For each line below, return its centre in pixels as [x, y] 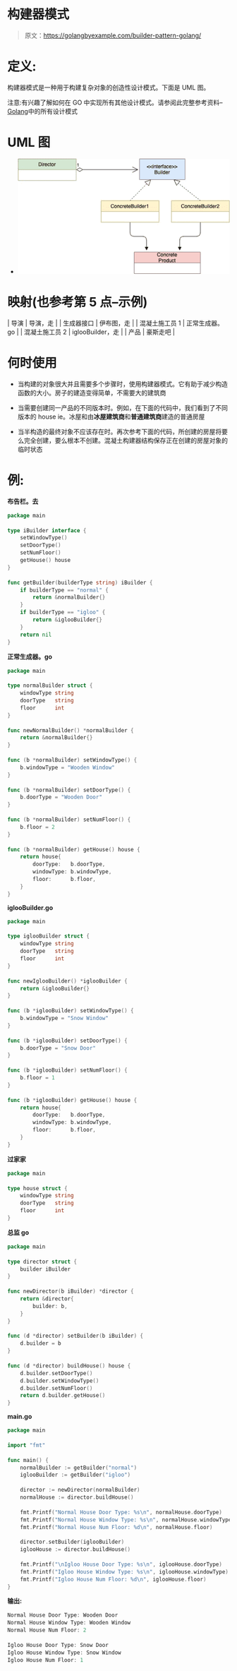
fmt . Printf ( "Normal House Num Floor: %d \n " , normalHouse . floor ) [116, 1527]
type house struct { [38, 1188]
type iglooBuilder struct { [49, 936]
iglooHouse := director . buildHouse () [75, 1550]
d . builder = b [41, 1343]
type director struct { [42, 1262]
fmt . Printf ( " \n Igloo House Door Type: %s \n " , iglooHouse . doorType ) [121, 1564]
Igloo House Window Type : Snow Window [64, 1653]
